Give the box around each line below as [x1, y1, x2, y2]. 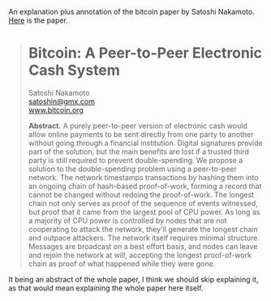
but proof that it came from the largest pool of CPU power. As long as [28, 207, 260, 217]
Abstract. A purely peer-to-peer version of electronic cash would [28, 121, 247, 131]
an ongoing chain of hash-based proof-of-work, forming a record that [28, 181, 262, 191]
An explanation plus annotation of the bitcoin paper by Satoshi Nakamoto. [8, 7, 255, 16]
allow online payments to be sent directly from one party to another [28, 129, 254, 139]
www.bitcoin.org [28, 105, 84, 114]
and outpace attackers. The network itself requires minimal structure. [28, 233, 260, 243]
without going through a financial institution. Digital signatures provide [28, 138, 263, 148]
